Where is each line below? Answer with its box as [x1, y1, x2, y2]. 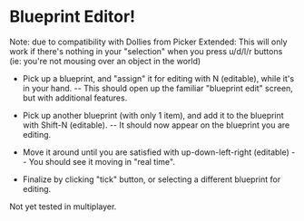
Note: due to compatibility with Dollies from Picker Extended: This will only [9, 36, 288, 47]
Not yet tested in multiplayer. [9, 201, 117, 212]
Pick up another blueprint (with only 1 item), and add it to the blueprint [22, 110, 284, 120]
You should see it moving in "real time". [28, 156, 175, 167]
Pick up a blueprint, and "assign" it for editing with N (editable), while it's [22, 72, 295, 83]
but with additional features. [22, 92, 128, 103]
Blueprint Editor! [9, 6, 136, 27]
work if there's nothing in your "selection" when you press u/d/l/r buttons [9, 45, 283, 56]
